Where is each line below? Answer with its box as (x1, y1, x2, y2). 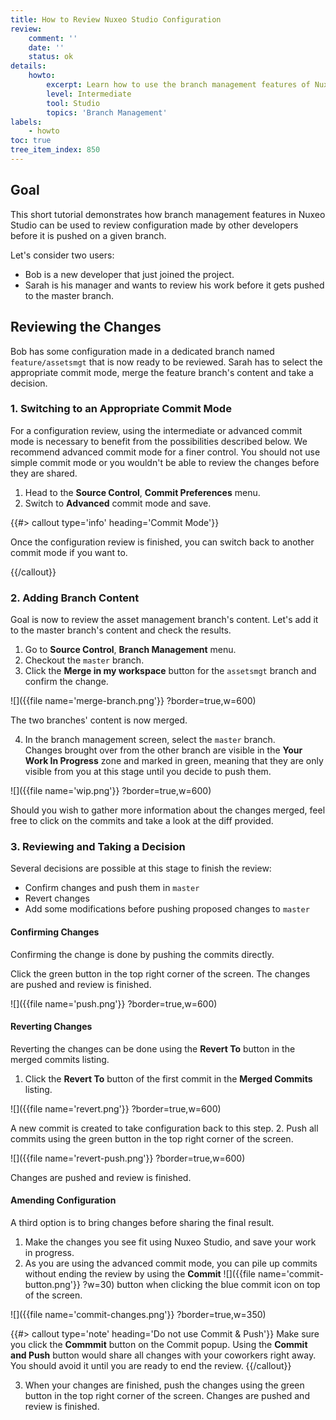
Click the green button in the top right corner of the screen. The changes (10, 967, 311, 980)
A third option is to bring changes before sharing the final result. (10, 1217, 275, 1228)
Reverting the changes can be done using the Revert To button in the (10, 1042, 296, 1055)
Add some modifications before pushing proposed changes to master (24, 903, 310, 915)
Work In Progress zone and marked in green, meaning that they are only (24, 755, 324, 767)
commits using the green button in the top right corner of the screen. (10, 1132, 294, 1145)
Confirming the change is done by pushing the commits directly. (10, 948, 275, 960)
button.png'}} (24, 1279, 81, 1290)
